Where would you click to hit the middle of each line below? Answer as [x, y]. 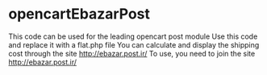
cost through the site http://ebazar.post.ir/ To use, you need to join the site [132, 53]
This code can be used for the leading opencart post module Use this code [133, 36]
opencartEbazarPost [79, 14]
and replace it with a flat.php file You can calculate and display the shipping [134, 44]
